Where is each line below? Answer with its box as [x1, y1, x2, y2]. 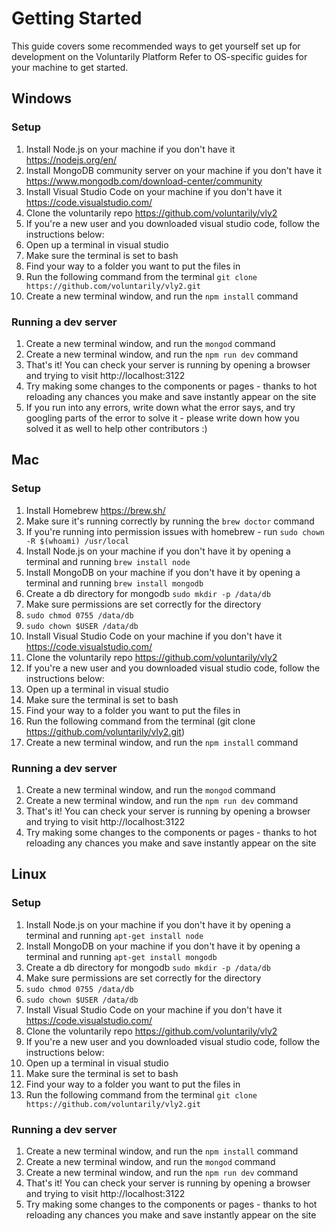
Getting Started [11, 7, 143, 30]
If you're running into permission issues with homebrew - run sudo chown [25, 525, 325, 537]
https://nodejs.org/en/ [25, 153, 118, 166]
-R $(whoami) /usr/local [25, 536, 130, 546]
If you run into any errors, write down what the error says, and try [25, 401, 296, 413]
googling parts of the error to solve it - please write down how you [25, 412, 300, 424]
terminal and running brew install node [25, 555, 191, 567]
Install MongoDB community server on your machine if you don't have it [25, 164, 322, 176]
